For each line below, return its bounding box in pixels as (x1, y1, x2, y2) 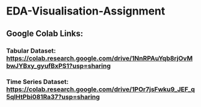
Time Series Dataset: (6, 77, 69, 86)
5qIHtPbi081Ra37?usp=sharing (6, 92, 100, 101)
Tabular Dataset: (6, 47, 56, 55)
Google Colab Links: (6, 28, 84, 39)
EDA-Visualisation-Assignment (6, 4, 165, 18)
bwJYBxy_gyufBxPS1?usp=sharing (6, 62, 111, 70)
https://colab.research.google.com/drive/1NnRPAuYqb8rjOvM (6, 54, 193, 62)
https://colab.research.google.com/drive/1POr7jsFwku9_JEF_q (6, 85, 196, 94)
